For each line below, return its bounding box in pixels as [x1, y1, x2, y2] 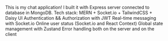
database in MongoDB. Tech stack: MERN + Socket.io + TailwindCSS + [5, 10, 152, 16]
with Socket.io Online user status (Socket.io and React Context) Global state [5, 20, 163, 26]
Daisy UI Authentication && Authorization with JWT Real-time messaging [5, 15, 156, 21]
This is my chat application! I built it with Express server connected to [5, 5, 150, 10]
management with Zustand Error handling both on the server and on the [5, 26, 155, 32]
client [5, 31, 17, 37]
